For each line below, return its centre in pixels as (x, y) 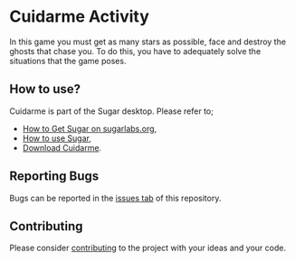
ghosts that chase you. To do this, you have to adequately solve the (135, 51)
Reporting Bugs (54, 177)
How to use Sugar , (57, 138)
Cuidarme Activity (79, 17)
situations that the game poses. (68, 61)
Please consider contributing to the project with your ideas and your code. (148, 248)
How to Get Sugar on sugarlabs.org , (90, 128)
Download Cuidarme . (62, 147)
